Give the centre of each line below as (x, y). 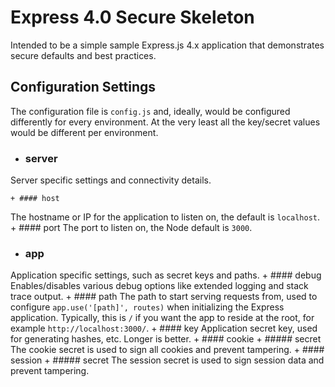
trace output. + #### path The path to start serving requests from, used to (164, 297)
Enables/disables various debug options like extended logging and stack (159, 286)
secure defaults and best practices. (83, 55)
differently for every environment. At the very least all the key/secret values (165, 122)
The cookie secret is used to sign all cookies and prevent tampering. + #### (167, 350)
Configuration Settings (83, 87)
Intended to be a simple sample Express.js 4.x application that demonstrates (167, 45)
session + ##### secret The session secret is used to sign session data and (167, 360)
